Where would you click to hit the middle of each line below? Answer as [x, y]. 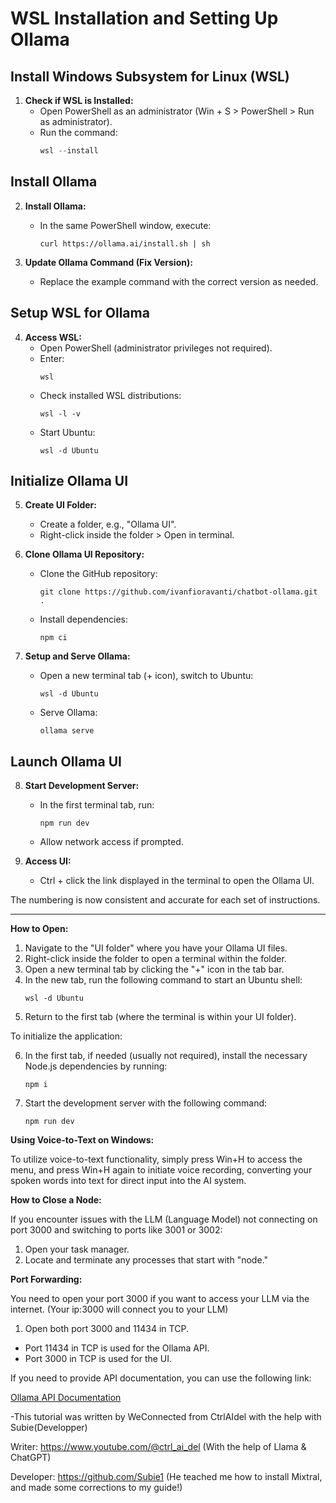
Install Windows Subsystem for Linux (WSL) [150, 76]
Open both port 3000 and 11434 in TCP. [106, 1329]
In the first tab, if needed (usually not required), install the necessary [166, 1056]
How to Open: [39, 929]
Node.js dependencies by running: [96, 1066]
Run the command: [78, 132]
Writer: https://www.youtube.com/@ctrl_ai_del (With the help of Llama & [158, 1447]
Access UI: [48, 861]
